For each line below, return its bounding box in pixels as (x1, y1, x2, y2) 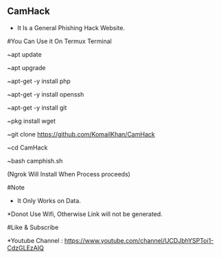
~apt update (7, 50, 43, 58)
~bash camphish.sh (7, 156, 63, 165)
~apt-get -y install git (7, 103, 67, 112)
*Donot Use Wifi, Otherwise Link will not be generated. (7, 209, 163, 218)
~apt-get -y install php (7, 77, 71, 85)
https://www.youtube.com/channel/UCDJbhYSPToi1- (64, 236, 214, 244)
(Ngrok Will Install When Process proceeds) (7, 169, 130, 178)
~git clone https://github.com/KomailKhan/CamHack (7, 130, 156, 138)
